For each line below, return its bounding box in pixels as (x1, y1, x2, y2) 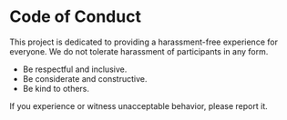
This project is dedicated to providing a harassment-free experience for (9, 36, 278, 47)
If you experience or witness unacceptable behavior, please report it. (9, 100, 269, 111)
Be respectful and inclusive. (22, 64, 128, 75)
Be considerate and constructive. (22, 73, 148, 84)
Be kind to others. (22, 83, 89, 94)
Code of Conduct (9, 6, 141, 27)
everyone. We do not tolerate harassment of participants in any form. (9, 45, 269, 56)
